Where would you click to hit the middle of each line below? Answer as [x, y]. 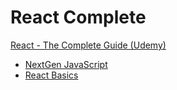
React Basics [51, 75]
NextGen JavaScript [66, 64]
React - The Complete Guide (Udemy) [88, 45]
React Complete [78, 17]
